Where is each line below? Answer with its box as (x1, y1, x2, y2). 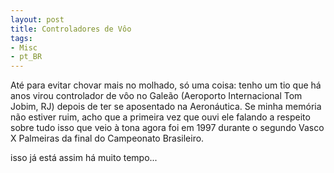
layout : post (10, 14, 65, 25)
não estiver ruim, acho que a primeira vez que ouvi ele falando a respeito (10, 111, 311, 123)
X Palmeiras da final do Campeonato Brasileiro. (10, 132, 205, 145)
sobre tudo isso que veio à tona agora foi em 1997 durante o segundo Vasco (10, 122, 325, 134)
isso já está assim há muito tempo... (10, 152, 158, 164)
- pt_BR (10, 52, 43, 62)
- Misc (10, 42, 38, 53)
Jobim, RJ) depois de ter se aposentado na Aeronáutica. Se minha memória (10, 101, 322, 113)
